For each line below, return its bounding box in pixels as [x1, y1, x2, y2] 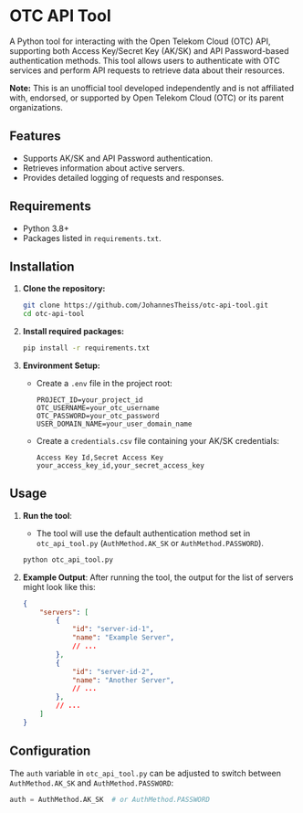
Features [9, 129, 61, 144]
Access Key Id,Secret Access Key [36, 453, 164, 462]
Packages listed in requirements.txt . [22, 232, 162, 243]
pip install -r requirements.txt [22, 343, 151, 353]
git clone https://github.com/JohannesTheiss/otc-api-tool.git [22, 301, 269, 311]
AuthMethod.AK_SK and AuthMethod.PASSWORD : [9, 777, 174, 788]
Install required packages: [22, 326, 125, 337]
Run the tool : [22, 510, 73, 521]
